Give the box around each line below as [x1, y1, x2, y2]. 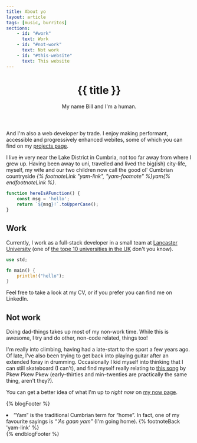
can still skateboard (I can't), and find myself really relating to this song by [6, 364, 186, 372]
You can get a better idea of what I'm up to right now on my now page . [6, 389, 178, 396]
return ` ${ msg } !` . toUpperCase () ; [17, 201, 99, 207]
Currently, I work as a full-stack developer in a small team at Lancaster [6, 239, 178, 246]
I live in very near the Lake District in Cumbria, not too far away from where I [6, 154, 192, 161]
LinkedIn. [6, 295, 28, 302]
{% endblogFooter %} [6, 431, 60, 438]
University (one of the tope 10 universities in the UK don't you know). [6, 245, 174, 252]
